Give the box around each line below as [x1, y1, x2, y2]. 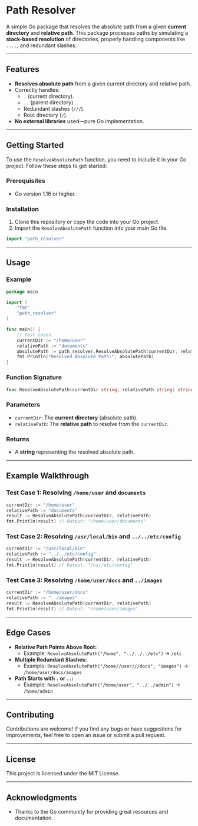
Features [6, 64, 39, 74]
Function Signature [6, 374, 62, 382]
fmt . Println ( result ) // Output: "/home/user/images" [6, 606, 138, 612]
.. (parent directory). [23, 98, 75, 106]
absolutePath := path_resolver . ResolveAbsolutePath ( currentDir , [16, 348, 178, 354]
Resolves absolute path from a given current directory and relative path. [14, 80, 192, 87]
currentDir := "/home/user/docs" [6, 590, 88, 596]
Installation [6, 204, 39, 213]
